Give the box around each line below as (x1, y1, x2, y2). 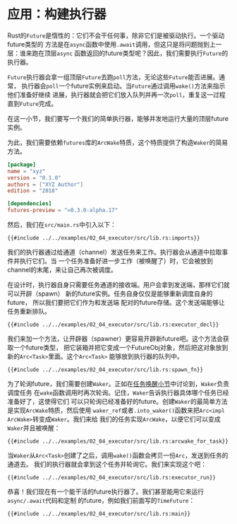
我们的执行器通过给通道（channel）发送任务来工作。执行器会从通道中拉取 (7, 248, 222, 257)
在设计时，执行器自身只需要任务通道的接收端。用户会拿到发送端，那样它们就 (7, 281, 230, 289)
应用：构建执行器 (7, 6, 107, 23)
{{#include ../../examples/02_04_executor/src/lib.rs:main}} (7, 511, 191, 518)
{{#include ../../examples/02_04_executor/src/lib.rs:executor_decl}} (7, 321, 219, 329)
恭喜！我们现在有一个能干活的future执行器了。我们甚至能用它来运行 (7, 487, 205, 496)
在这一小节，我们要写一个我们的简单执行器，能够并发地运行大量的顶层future (7, 114, 229, 122)
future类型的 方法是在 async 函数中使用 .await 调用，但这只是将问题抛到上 (7, 40, 217, 48)
